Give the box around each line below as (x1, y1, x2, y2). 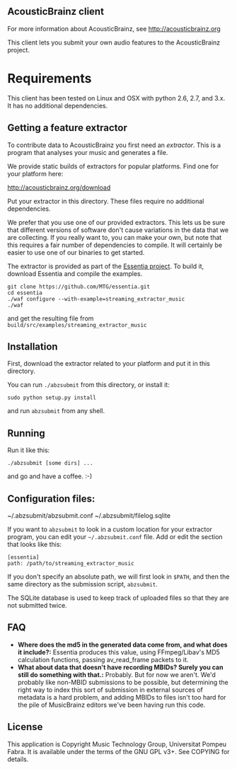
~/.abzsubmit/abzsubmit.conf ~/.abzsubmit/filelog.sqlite (7, 511, 171, 519)
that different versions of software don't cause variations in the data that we (7, 226, 229, 234)
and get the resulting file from (7, 314, 94, 323)
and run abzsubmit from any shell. (7, 407, 105, 415)
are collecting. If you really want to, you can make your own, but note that (7, 233, 222, 241)
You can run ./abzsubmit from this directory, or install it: (7, 381, 170, 389)
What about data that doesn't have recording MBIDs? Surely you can (17, 663, 224, 671)
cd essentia (7, 289, 42, 296)
